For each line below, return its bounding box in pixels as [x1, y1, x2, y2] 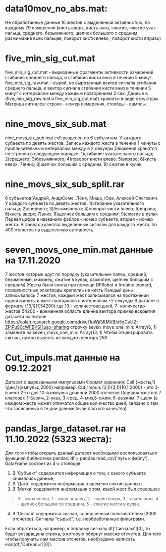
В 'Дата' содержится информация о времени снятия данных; [12, 480, 142, 486]
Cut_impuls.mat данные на [5, 352, 120, 363]
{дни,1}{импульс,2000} [5, 384, 54, 390]
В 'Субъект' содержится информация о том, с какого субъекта [12, 470, 146, 476]
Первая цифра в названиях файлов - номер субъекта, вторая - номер [5, 216, 153, 222]
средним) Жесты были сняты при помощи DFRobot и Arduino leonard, [5, 281, 153, 287]
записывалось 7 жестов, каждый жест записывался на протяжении [5, 292, 149, 298]
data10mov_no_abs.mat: [5, 3, 108, 14]
